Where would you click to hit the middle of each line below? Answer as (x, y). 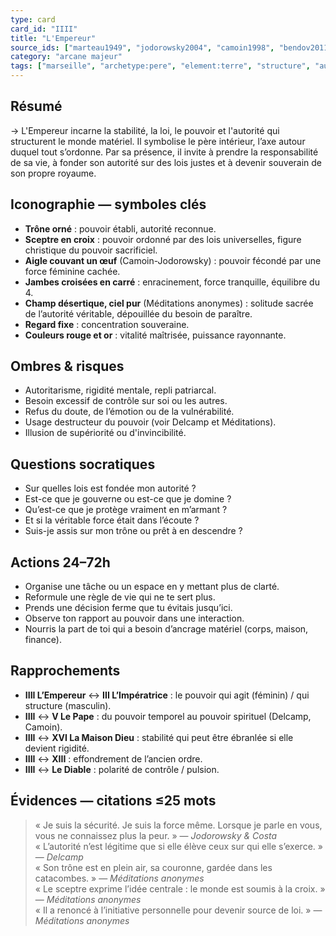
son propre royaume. (53, 173)
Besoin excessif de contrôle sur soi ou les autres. (126, 401)
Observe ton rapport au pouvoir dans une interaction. (134, 618)
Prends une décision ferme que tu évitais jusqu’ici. (128, 608)
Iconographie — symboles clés (108, 204)
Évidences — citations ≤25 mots (113, 801)
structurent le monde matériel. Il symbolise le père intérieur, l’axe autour (158, 141)
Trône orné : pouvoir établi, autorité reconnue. (120, 228)
